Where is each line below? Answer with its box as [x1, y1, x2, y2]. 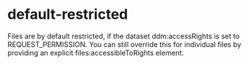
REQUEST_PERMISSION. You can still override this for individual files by [7, 39, 242, 49]
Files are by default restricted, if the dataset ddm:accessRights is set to [7, 31, 240, 41]
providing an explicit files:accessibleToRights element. [7, 48, 184, 57]
